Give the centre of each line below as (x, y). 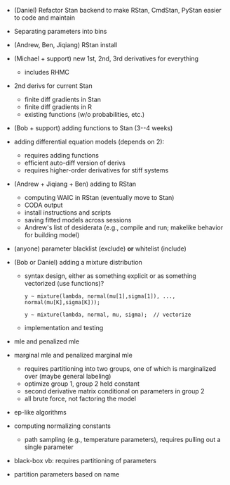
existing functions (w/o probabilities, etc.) (84, 114)
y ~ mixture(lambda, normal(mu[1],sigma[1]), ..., (100, 296)
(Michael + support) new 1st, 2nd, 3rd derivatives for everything (106, 58)
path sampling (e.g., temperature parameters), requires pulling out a (122, 440)
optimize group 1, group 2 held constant (82, 384)
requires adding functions (62, 155)
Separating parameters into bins (60, 31)
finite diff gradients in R (58, 107)
